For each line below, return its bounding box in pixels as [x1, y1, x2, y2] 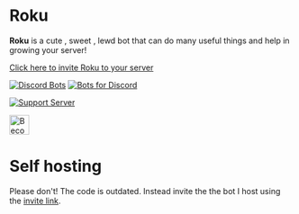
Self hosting [9, 156, 102, 176]
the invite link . [9, 195, 61, 206]
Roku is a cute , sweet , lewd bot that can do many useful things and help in [9, 35, 290, 46]
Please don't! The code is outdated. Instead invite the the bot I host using [9, 185, 281, 196]
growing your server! [9, 44, 87, 55]
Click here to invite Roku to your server [9, 62, 154, 73]
